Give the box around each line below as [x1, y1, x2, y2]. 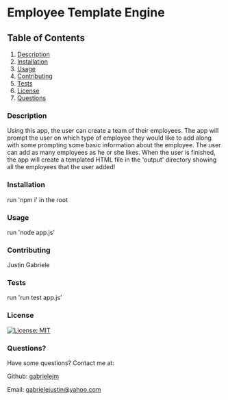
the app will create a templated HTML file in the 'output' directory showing [7, 155, 217, 164]
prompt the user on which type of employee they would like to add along [7, 134, 212, 142]
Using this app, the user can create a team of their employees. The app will [7, 127, 219, 135]
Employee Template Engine [7, 5, 166, 21]
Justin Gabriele [7, 261, 50, 269]
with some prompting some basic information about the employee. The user [7, 141, 221, 149]
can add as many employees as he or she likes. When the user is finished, [7, 149, 216, 157]
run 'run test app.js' [7, 293, 63, 302]
